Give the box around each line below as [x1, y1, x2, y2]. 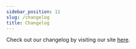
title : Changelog [6, 20, 50, 26]
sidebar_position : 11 [6, 8, 61, 15]
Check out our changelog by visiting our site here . [6, 36, 131, 44]
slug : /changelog [6, 14, 50, 20]
